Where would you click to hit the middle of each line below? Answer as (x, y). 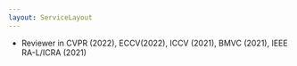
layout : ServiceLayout (50, 17)
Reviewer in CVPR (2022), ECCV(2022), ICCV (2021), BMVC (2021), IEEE (154, 43)
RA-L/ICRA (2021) (54, 52)
